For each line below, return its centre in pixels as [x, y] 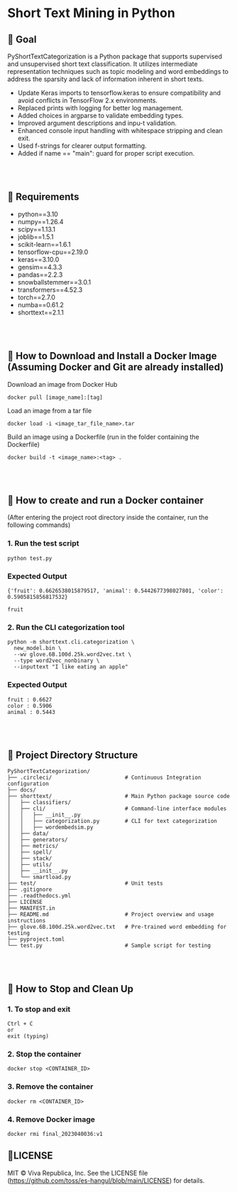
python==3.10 [38, 214]
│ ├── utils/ [30, 865]
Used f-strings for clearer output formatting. [82, 146]
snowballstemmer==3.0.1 [54, 282]
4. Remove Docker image [51, 1119]
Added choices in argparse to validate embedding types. [100, 116]
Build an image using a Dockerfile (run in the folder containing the [104, 437]
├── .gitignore [30, 890]
